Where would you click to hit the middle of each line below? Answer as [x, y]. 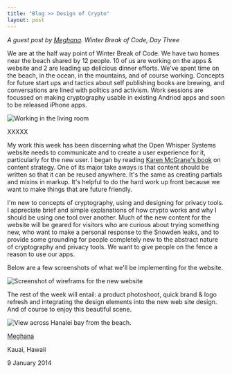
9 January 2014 [29, 363]
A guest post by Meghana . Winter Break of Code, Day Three [93, 39]
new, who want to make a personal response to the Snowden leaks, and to [113, 232]
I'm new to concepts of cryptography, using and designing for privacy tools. [115, 202]
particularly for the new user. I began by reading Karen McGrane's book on [114, 159]
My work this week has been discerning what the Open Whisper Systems [112, 145]
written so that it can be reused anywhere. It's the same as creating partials [115, 175]
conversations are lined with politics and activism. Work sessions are [105, 90]
